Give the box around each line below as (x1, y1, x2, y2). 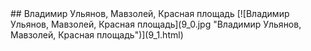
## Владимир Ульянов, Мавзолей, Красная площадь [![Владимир (10, 8, 290, 19)
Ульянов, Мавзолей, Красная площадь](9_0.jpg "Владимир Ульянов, (10, 18, 302, 30)
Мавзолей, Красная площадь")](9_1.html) (10, 29, 184, 41)
